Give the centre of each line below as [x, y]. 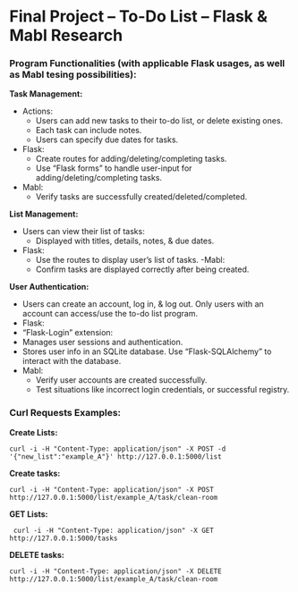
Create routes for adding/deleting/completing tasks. [131, 159]
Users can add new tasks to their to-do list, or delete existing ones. [159, 121]
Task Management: [46, 94]
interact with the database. [72, 361]
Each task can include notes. [89, 131]
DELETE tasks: [37, 554]
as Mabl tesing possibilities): [73, 75]
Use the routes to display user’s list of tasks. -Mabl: [130, 260]
